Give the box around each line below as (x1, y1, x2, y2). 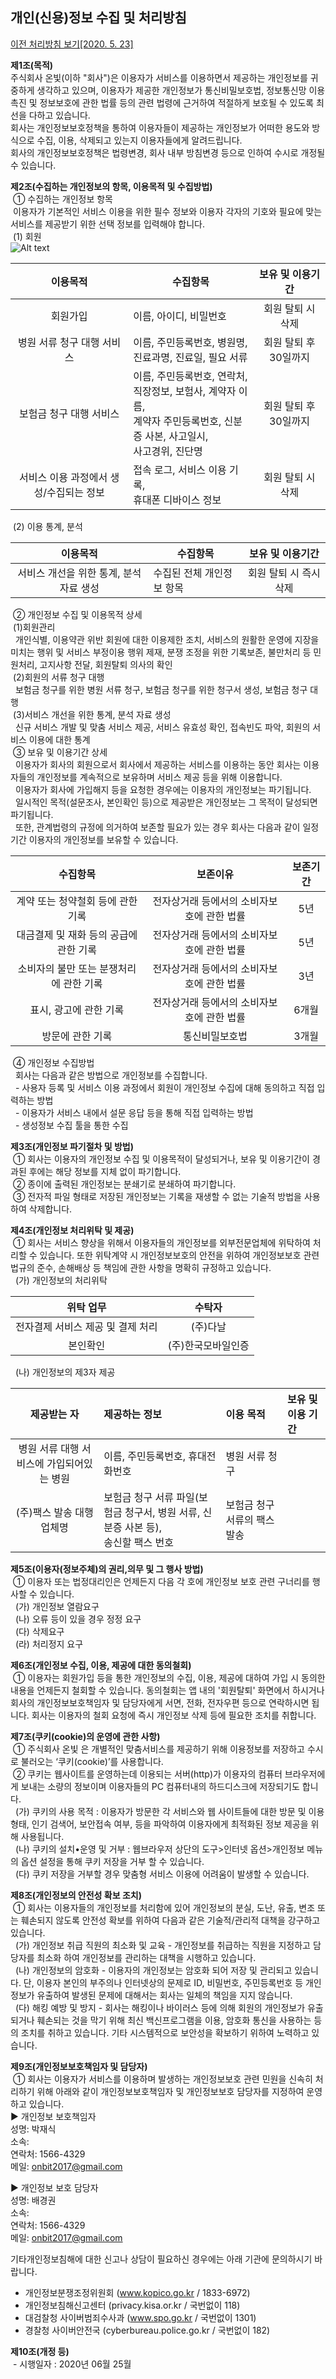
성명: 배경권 (10, 2194, 57, 2206)
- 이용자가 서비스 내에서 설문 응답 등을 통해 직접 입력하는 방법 (14, 1106, 254, 1118)
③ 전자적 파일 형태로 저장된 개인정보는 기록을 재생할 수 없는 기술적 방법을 (12, 1190, 302, 1202)
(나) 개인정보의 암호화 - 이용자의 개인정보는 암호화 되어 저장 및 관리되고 (14, 1964, 293, 1976)
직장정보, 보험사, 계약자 (133, 384, 237, 398)
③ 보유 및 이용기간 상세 (12, 746, 108, 758)
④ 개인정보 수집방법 (12, 1056, 95, 1068)
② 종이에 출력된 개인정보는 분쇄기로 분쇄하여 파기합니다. (12, 1178, 237, 1190)
